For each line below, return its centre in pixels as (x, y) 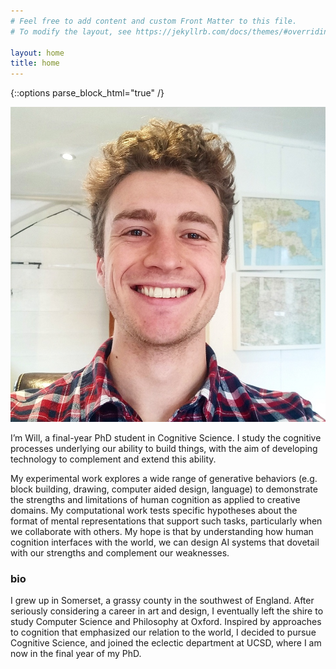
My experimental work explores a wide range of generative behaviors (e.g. (164, 479)
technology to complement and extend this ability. (113, 459)
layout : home (37, 53)
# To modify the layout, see (71, 31)
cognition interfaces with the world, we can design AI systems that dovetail (165, 542)
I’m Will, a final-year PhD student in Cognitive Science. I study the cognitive (166, 438)
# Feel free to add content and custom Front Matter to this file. (154, 21)
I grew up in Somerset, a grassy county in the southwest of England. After (162, 601)
